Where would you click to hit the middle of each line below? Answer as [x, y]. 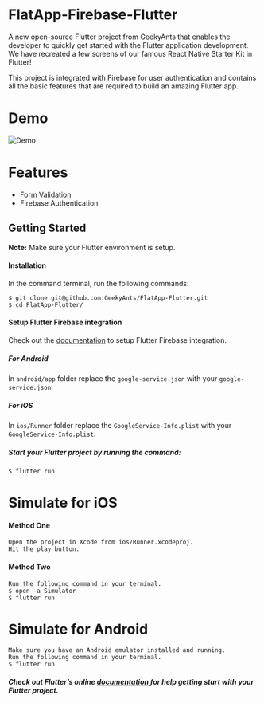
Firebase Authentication [59, 203]
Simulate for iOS [63, 503]
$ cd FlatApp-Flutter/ [46, 304]
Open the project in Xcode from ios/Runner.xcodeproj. [101, 542]
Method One [29, 525]
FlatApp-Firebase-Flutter [93, 15]
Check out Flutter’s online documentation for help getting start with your [131, 682]
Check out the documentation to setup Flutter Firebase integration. [118, 340]
